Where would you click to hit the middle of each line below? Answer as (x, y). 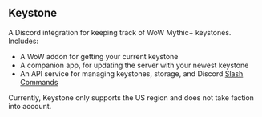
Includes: (23, 41)
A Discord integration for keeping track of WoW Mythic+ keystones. (120, 32)
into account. (30, 106)
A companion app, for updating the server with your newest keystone (134, 65)
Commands (39, 82)
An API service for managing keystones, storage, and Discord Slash (131, 73)
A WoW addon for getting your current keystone (99, 56)
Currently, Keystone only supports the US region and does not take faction (131, 97)
